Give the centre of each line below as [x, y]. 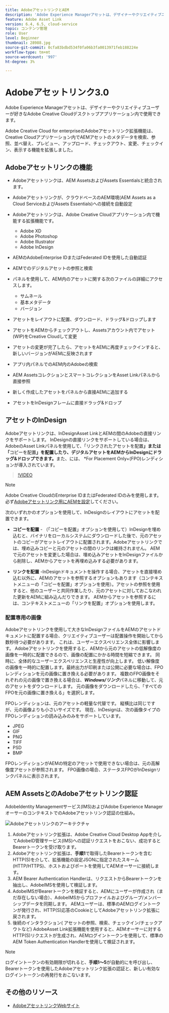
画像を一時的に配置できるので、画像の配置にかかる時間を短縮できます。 [80, 655]
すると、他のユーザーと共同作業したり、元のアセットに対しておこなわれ [87, 590]
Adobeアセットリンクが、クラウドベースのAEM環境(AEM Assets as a [84, 197]
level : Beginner [22, 38]
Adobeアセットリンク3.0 [57, 93]
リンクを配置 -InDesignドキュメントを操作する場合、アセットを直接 [83, 571]
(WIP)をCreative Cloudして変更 [45, 336]
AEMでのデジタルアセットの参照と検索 [53, 268]
